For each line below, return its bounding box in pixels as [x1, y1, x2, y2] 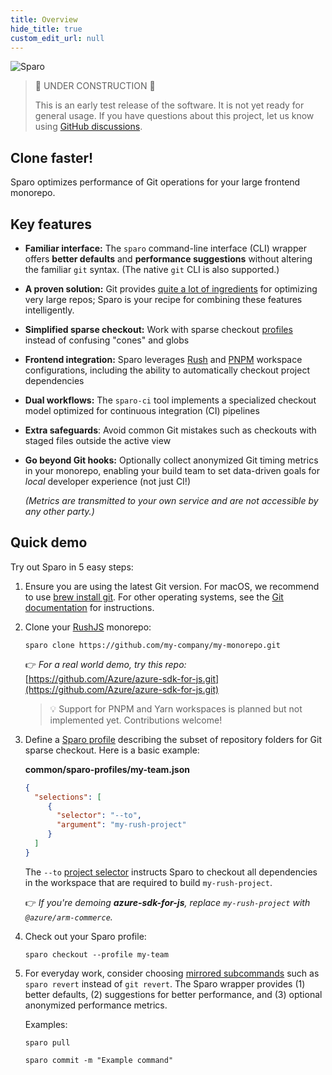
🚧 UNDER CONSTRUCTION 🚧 [34, 80, 156, 92]
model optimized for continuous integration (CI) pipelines [24, 405, 260, 416]
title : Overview [10, 14, 78, 25]
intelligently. [24, 304, 75, 316]
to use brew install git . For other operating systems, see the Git [24, 591, 284, 603]
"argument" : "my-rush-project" [56, 820, 187, 830]
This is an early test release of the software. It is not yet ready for [34, 99, 305, 111]
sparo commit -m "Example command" [24, 1055, 174, 1065]
